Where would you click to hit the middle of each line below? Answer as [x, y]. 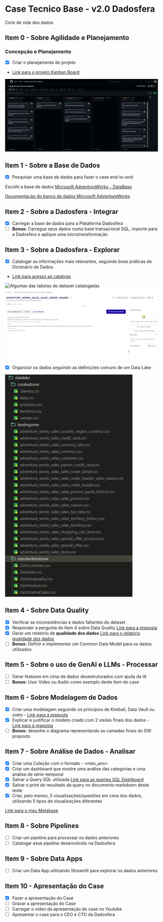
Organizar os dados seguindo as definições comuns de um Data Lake [81, 367]
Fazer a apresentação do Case [43, 898]
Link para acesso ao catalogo [41, 276]
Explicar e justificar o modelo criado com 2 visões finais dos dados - [81, 720]
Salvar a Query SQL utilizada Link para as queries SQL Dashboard [78, 779]
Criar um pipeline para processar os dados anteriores [65, 838]
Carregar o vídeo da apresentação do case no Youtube [67, 909]
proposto [21, 736]
